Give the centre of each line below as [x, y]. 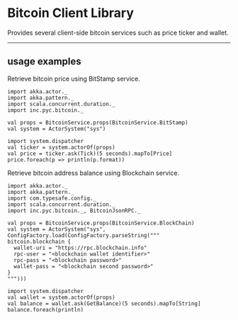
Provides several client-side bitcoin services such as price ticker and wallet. [118, 33]
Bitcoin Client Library [71, 13]
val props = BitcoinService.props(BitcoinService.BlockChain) [101, 223]
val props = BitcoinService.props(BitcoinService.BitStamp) [98, 122]
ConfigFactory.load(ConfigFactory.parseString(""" [84, 235]
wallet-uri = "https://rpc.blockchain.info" [80, 248]
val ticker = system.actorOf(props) [61, 147]
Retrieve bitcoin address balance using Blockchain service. [93, 173]
